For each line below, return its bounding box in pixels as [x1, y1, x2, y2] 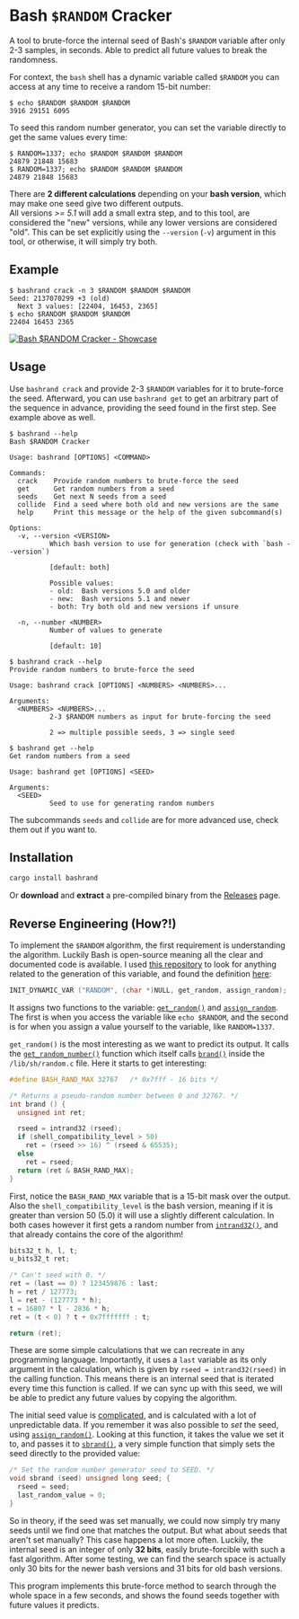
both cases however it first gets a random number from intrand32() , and [9, 1219, 278, 1230]
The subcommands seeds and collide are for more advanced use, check [9, 814, 279, 825]
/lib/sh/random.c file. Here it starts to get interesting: [9, 1057, 207, 1068]
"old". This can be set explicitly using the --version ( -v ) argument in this [9, 226, 277, 237]
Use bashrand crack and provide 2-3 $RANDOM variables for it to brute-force [9, 383, 285, 394]
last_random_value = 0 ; [17, 1491, 106, 1500]
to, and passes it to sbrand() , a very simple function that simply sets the [9, 1438, 276, 1449]
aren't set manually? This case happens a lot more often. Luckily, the [9, 1534, 263, 1545]
